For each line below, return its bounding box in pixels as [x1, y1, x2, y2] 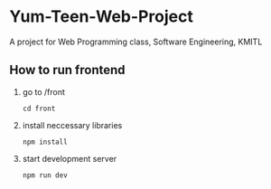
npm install [22, 137, 68, 146]
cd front [22, 104, 56, 113]
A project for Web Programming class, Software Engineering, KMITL [9, 36, 263, 47]
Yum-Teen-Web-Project [9, 6, 194, 27]
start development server [22, 153, 117, 164]
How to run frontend [9, 62, 126, 78]
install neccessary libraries [22, 119, 123, 130]
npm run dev [22, 170, 68, 180]
